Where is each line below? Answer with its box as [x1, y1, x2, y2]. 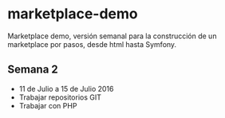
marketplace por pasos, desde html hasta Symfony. [7, 39, 177, 49]
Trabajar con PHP [18, 100, 77, 110]
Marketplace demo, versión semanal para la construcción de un [7, 31, 217, 41]
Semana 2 [7, 63, 59, 77]
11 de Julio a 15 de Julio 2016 [18, 84, 114, 93]
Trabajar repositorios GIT [18, 92, 101, 102]
